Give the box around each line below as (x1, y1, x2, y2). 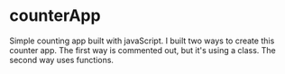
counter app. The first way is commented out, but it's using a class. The (9, 44, 277, 55)
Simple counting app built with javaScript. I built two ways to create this (9, 35, 275, 46)
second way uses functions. (9, 54, 115, 65)
